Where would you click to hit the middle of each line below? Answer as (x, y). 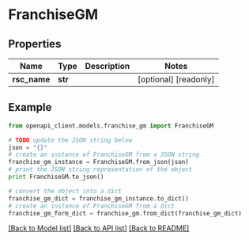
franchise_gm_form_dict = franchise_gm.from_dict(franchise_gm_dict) (125, 213)
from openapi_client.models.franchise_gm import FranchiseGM (111, 126)
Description (108, 66)
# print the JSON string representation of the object (100, 170)
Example (30, 107)
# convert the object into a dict (65, 191)
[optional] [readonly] (176, 79)
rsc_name (31, 79)
